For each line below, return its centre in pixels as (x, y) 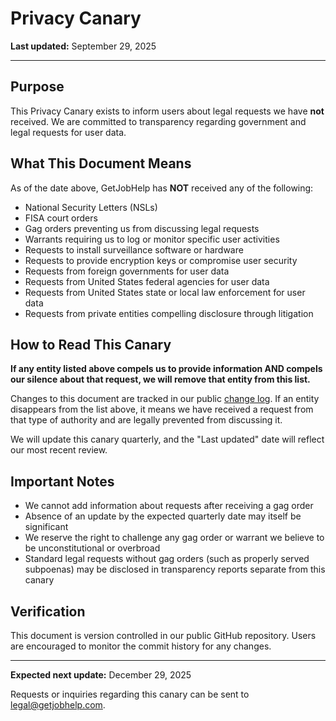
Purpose (37, 87)
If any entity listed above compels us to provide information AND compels (166, 369)
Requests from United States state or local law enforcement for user (165, 292)
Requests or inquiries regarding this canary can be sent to (130, 694)
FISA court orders (61, 218)
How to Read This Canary (91, 344)
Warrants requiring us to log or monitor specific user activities (152, 239)
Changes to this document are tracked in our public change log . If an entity (165, 399)
